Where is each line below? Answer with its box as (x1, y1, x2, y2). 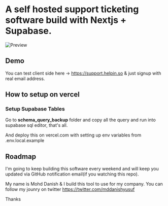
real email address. (5, 75, 45, 82)
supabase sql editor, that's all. (5, 122, 68, 128)
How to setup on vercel (5, 90, 80, 99)
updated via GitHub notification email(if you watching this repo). (5, 171, 139, 177)
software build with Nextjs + (5, 14, 127, 26)
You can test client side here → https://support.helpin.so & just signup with (5, 70, 161, 76)
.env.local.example (5, 138, 45, 144)
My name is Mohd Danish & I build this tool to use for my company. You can (5, 181, 163, 187)
